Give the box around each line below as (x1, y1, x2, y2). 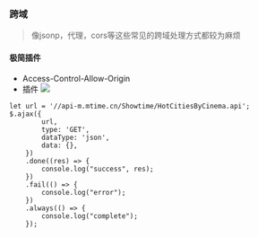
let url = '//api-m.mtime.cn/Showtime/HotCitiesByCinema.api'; (9, 101, 251, 110)
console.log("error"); (41, 188, 126, 197)
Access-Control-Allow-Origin (21, 73, 131, 83)
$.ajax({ (9, 110, 42, 118)
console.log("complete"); (41, 211, 139, 221)
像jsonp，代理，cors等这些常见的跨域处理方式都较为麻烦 (30, 30, 241, 41)
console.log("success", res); (41, 164, 154, 173)
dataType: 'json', (41, 133, 110, 142)
